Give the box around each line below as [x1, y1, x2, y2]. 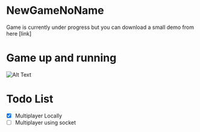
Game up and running [6, 51, 117, 65]
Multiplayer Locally [14, 112, 62, 119]
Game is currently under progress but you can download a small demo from [6, 24, 195, 31]
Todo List [6, 92, 54, 106]
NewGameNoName [6, 4, 104, 17]
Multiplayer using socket [14, 119, 77, 126]
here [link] [6, 30, 32, 37]
